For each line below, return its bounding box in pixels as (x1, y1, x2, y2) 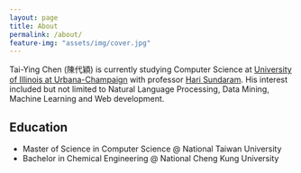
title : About (9, 22, 59, 31)
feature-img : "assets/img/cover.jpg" (9, 38, 151, 48)
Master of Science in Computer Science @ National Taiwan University (22, 143, 282, 154)
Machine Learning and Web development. (9, 94, 165, 105)
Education (9, 119, 68, 135)
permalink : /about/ (9, 30, 83, 39)
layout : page (9, 13, 59, 23)
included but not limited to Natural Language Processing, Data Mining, (9, 84, 270, 95)
